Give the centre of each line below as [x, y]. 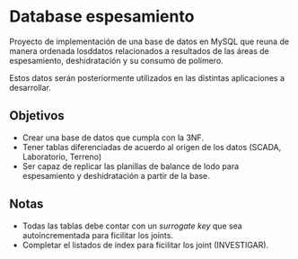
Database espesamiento [102, 17]
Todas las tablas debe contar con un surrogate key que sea [132, 226]
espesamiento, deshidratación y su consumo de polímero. [117, 60]
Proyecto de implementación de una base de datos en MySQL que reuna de [149, 41]
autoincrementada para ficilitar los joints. [97, 235]
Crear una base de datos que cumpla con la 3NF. [113, 138]
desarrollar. [30, 87]
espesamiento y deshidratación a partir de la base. [116, 175]
